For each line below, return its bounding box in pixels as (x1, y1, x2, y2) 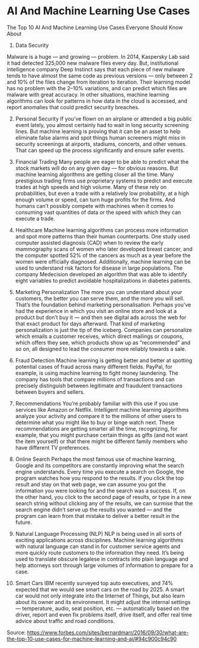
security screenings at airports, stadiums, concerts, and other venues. (15, 140, 187, 147)
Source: (7, 628, 26, 636)
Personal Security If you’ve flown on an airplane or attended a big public (15, 115, 192, 122)
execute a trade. (15, 215, 56, 222)
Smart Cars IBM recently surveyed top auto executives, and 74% (15, 579, 174, 586)
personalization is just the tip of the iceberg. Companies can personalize (15, 326, 192, 333)
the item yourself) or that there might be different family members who (15, 438, 188, 445)
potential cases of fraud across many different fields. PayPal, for (15, 363, 173, 370)
